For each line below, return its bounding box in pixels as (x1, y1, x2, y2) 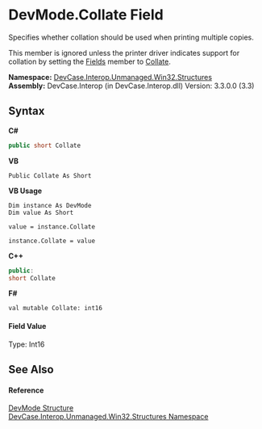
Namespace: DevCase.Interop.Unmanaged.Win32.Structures (8, 72, 212, 82)
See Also (8, 362, 54, 376)
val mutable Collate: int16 (8, 305, 103, 313)
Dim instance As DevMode (8, 201, 92, 209)
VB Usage (8, 186, 43, 196)
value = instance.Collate (8, 222, 95, 231)
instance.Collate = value (8, 237, 95, 245)
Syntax (8, 104, 45, 118)
